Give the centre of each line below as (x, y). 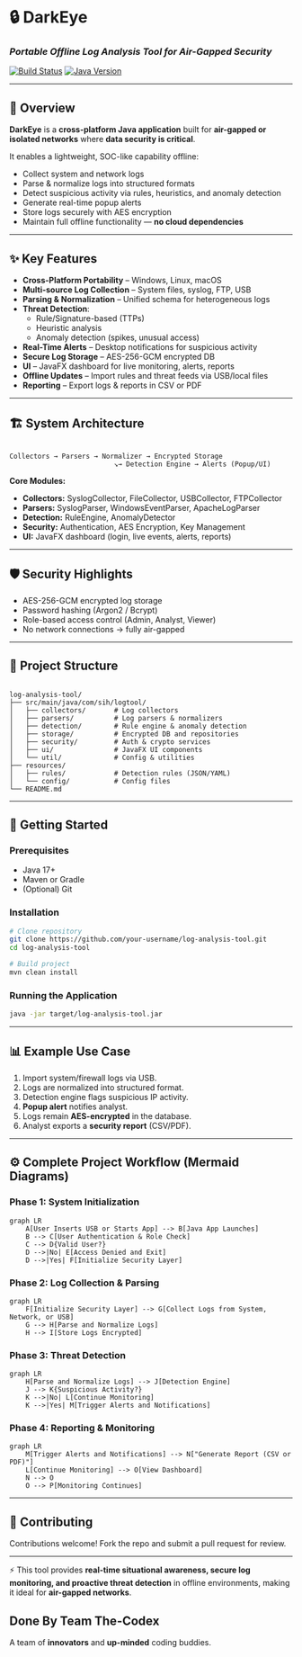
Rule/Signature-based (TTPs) (90, 318)
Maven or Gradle (53, 880)
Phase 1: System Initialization (75, 1202)
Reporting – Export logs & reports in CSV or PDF (112, 385)
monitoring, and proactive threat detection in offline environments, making (150, 1583)
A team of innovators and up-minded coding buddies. (111, 1643)
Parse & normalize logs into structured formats (108, 184)
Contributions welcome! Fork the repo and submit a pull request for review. (148, 1544)
